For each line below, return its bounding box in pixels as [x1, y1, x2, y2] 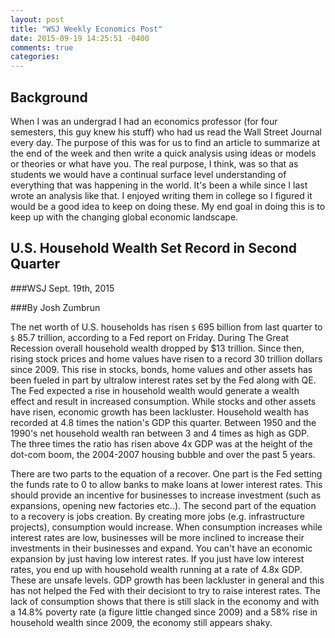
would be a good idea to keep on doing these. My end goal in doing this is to [10, 200, 326, 212]
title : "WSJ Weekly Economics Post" [10, 24, 163, 34]
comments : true [10, 42, 74, 53]
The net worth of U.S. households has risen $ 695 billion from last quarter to [10, 321, 323, 333]
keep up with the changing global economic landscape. [10, 211, 239, 223]
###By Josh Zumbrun [10, 301, 101, 313]
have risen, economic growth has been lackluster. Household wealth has [10, 406, 310, 418]
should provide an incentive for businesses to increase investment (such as [10, 489, 322, 501]
